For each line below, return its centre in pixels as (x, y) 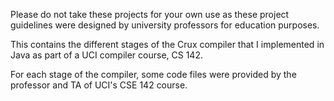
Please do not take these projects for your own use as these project (150, 14)
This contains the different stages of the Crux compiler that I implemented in (167, 44)
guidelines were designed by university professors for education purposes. (165, 25)
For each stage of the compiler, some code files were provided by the (153, 74)
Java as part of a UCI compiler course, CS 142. (106, 55)
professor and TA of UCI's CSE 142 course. (99, 85)
